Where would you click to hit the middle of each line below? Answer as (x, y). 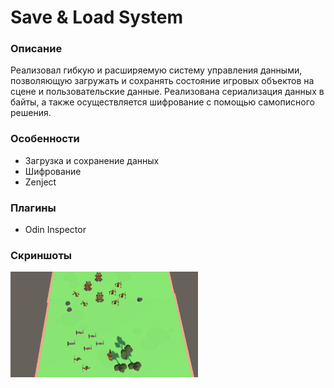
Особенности (45, 139)
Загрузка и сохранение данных (92, 160)
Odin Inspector (55, 230)
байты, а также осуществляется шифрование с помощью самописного (162, 102)
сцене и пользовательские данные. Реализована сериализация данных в (167, 92)
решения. (31, 113)
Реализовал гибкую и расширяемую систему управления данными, (156, 70)
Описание (36, 49)
